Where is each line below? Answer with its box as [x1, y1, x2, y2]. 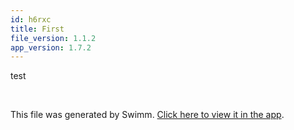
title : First [10, 24, 65, 34]
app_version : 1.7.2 [10, 42, 92, 53]
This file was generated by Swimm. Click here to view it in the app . [10, 109, 285, 121]
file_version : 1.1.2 [10, 33, 97, 43]
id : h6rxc [10, 14, 52, 25]
